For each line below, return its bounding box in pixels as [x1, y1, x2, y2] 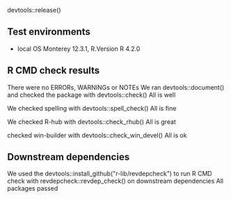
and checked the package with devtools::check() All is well [7, 90, 176, 99]
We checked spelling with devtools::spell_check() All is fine [7, 104, 177, 112]
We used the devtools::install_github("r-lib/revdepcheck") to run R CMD [7, 170, 212, 178]
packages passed [7, 184, 58, 193]
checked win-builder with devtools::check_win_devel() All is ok [7, 131, 187, 139]
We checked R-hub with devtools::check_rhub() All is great [7, 118, 176, 126]
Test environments [7, 26, 90, 38]
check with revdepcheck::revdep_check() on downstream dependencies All [7, 177, 224, 185]
